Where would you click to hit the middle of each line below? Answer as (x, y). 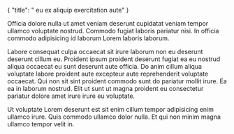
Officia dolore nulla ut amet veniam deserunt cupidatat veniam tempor (108, 23)
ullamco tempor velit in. (41, 124)
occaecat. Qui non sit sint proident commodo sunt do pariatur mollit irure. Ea (117, 81)
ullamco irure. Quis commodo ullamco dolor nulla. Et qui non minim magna (114, 117)
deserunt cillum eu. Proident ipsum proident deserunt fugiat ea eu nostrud (114, 59)
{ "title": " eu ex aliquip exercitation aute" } (68, 10)
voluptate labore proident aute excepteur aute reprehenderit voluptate (108, 74)
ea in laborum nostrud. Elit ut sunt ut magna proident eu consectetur (105, 89)
